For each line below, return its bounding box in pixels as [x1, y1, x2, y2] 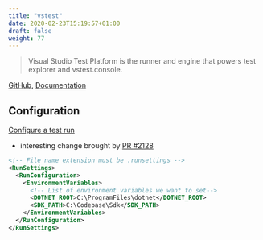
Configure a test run [8, 126, 75, 135]
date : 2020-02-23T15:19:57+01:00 [8, 19, 121, 27]
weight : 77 [8, 34, 45, 43]
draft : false [8, 27, 52, 35]
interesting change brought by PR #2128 [19, 141, 154, 151]
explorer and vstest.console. [27, 65, 123, 75]
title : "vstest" [8, 11, 63, 20]
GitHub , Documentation [8, 81, 87, 90]
